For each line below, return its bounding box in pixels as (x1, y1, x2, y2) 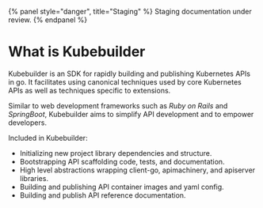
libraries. (19, 173, 49, 183)
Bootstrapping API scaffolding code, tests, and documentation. (19, 157, 225, 166)
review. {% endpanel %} (8, 15, 88, 25)
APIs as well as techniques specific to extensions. (8, 85, 171, 95)
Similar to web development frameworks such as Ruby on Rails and (8, 100, 228, 110)
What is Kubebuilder (8, 43, 146, 61)
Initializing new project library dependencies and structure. (19, 148, 212, 157)
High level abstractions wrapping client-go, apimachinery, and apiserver (19, 165, 256, 175)
